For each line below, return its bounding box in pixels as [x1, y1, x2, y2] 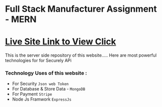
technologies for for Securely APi [5, 58, 72, 64]
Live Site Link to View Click [5, 36, 116, 47]
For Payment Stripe [12, 91, 52, 97]
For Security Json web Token [12, 81, 69, 86]
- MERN [5, 14, 37, 25]
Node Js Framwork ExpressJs [12, 96, 72, 102]
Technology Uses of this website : [5, 70, 87, 77]
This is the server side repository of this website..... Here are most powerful [5, 52, 157, 58]
